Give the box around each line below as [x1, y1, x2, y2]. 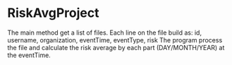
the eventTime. [7, 51, 51, 59]
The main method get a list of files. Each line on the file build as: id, [7, 28, 202, 37]
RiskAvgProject [7, 5, 99, 21]
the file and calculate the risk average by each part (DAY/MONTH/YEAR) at [7, 43, 225, 52]
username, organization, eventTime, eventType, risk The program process [7, 35, 223, 44]
